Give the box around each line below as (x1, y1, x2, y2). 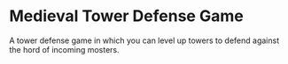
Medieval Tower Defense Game (9, 6, 244, 26)
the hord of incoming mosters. (9, 44, 120, 54)
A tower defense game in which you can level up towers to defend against (9, 35, 280, 46)
